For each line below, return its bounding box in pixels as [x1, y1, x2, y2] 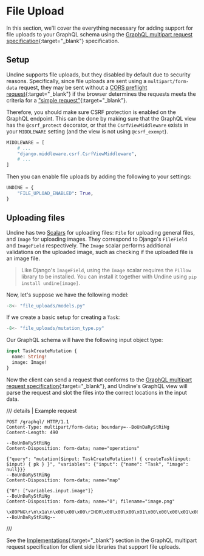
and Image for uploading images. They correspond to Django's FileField [6, 235, 188, 243]
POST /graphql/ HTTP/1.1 [6, 418, 69, 425]
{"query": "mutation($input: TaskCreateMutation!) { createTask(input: [6, 456, 191, 462]
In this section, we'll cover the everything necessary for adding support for [6, 24, 193, 32]
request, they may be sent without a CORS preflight [18, 84, 148, 91]
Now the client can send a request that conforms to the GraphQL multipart [6, 376, 192, 383]
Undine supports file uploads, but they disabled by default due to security [6, 71, 191, 78]
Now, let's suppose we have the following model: [6, 291, 129, 298]
